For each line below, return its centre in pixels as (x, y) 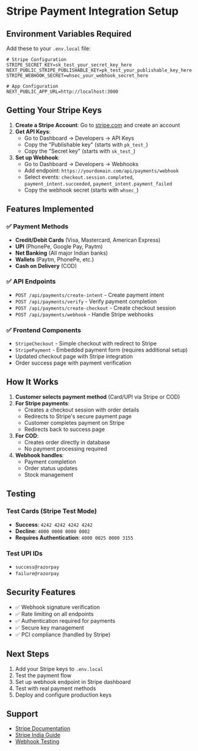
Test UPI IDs (25, 553)
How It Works (33, 382)
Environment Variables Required (69, 34)
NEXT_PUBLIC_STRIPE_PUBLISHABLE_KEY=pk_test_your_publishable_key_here (99, 70)
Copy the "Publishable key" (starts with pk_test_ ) (86, 144)
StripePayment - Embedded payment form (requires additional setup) (101, 350)
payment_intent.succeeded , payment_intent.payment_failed (98, 183)
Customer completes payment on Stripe (74, 423)
